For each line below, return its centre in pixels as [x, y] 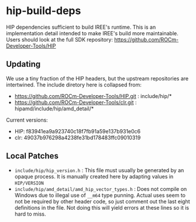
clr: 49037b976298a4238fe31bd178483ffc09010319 [78, 137]
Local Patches [32, 156]
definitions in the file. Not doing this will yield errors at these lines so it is [102, 207]
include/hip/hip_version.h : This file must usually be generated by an [99, 170]
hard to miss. [30, 214]
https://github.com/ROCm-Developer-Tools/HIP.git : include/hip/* [93, 96]
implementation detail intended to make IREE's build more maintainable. [92, 33]
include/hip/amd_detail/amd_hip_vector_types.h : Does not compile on [101, 189]
